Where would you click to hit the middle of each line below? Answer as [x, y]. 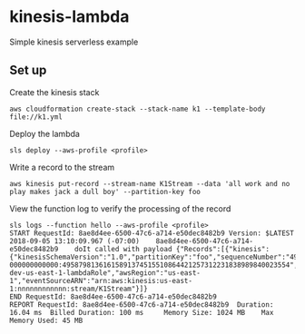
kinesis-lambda [69, 17]
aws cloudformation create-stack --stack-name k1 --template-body [138, 109]
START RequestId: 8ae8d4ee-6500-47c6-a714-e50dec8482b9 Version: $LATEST [152, 233]
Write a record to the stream [62, 167]
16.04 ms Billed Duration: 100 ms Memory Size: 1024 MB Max [142, 312]
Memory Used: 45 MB [46, 320]
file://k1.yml [36, 117]
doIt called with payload [123, 249]
